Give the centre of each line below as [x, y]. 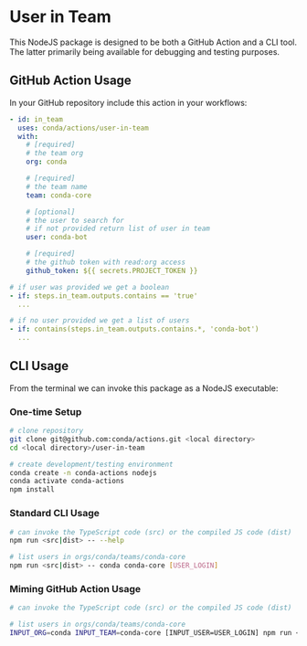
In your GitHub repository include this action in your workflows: [128, 102]
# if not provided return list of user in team [118, 229]
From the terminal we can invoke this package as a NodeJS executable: [144, 388]
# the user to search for [75, 220]
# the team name [57, 186]
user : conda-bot [57, 238]
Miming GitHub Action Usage [75, 588]
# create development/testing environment [91, 464]
